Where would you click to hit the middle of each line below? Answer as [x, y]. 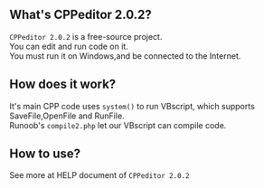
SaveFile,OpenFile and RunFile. [67, 116]
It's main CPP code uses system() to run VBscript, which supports [132, 106]
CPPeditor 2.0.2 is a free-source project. [86, 36]
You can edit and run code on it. [69, 46]
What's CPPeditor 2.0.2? [80, 15]
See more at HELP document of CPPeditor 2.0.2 [99, 175]
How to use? [45, 154]
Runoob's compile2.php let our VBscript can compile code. [118, 125]
